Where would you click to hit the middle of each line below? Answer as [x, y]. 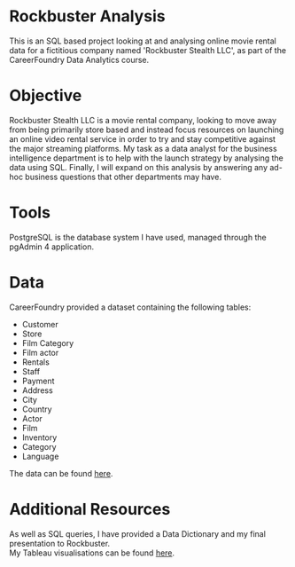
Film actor [40, 352]
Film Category [48, 343]
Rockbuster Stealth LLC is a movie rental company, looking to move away [143, 120]
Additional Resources [90, 509]
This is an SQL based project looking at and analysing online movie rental [143, 41]
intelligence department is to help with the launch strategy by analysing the [146, 158]
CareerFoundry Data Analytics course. [79, 59]
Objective [46, 96]
